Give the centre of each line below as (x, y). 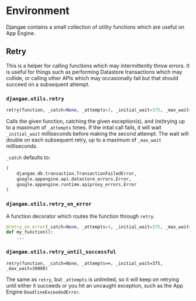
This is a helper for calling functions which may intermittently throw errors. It (98, 65)
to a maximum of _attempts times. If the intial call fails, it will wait (84, 127)
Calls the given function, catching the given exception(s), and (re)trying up (96, 121)
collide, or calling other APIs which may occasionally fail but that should (92, 78)
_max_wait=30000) (27, 268)
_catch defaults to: (28, 157)
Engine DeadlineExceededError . (43, 292)
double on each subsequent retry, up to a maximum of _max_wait (84, 140)
